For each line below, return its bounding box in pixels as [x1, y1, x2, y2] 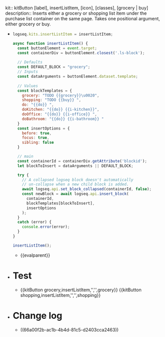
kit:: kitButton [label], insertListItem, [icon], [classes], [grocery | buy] [5, 5, 148, 11]
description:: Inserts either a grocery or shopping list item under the [5, 10, 147, 16]
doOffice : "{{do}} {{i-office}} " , [22, 112, 97, 117]
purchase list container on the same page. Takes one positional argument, [5, 16, 160, 21]
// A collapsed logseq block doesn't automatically [22, 177, 134, 182]
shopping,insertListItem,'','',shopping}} [20, 292, 101, 298]
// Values [17, 83, 38, 88]
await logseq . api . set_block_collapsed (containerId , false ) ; [22, 187, 152, 192]
